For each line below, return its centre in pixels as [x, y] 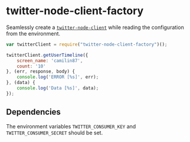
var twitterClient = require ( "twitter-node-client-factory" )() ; [87, 44]
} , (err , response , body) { [41, 72]
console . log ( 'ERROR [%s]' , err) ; [58, 77]
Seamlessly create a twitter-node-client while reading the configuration [95, 27]
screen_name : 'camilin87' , [50, 60]
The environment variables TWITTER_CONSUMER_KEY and [71, 126]
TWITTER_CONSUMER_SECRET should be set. [55, 133]
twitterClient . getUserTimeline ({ [47, 55]
